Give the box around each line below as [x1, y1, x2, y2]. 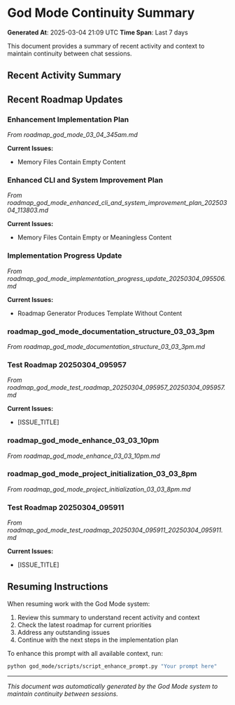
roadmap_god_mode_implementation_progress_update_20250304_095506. [7, 274, 227, 282]
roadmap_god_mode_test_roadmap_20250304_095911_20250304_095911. [7, 526, 224, 534]
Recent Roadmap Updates [7, 93, 124, 105]
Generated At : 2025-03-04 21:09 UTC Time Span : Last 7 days [7, 28, 189, 37]
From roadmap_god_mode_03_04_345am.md [7, 131, 138, 139]
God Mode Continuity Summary [7, 5, 195, 21]
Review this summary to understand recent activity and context [17, 613, 200, 621]
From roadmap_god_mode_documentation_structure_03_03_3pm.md [7, 342, 206, 350]
